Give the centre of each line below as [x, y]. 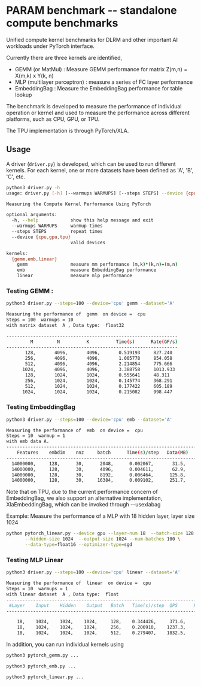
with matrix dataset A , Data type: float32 [65, 325]
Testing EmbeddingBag [41, 407]
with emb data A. [28, 441]
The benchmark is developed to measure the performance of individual [94, 106]
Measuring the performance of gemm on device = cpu [76, 314]
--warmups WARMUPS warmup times [57, 226]
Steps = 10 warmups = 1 [37, 589]
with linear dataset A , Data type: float [63, 594]
